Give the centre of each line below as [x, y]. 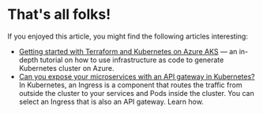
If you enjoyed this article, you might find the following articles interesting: [128, 36]
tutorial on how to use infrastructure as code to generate [132, 60]
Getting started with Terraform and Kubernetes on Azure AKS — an [128, 51]
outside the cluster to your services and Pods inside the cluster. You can [136, 93]
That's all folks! [59, 15]
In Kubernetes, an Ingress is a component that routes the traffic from [130, 85]
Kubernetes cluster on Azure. [66, 68]
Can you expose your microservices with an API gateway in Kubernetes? [137, 76]
